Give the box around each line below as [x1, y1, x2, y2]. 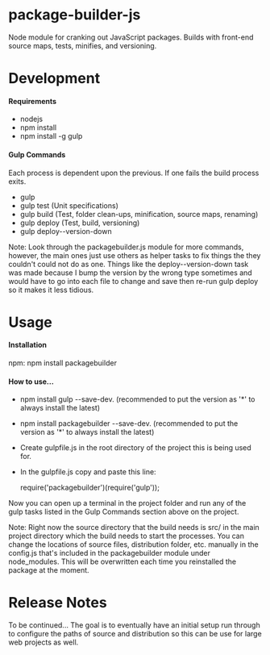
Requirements [8, 96, 57, 106]
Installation [8, 340, 47, 350]
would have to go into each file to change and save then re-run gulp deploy [8, 276, 259, 286]
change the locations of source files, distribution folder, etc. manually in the [8, 540, 260, 549]
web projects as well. [8, 637, 79, 647]
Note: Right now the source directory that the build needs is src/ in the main [8, 523, 260, 532]
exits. [8, 176, 27, 186]
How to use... [8, 377, 54, 386]
